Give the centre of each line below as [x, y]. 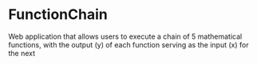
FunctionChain [58, 15]
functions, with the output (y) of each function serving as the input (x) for [128, 44]
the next [22, 53]
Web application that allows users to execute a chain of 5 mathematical [125, 36]
